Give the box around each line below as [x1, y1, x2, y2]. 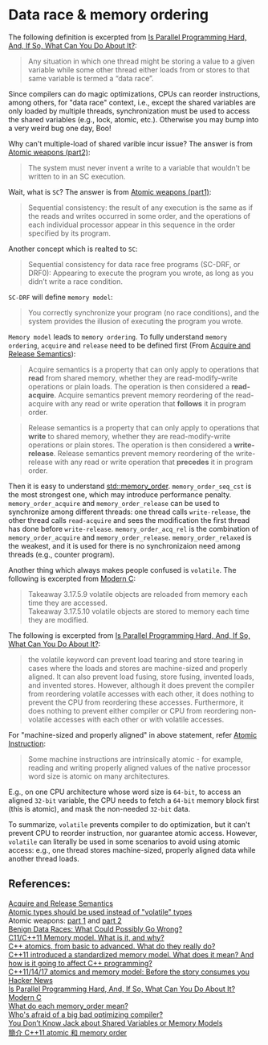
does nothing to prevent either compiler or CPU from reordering [27, 706, 239, 715]
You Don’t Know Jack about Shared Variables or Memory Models [8, 1018, 223, 1027]
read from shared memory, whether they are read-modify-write [27, 372, 238, 383]
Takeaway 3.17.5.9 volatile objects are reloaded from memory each [27, 589, 249, 599]
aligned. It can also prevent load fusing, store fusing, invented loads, [27, 672, 254, 681]
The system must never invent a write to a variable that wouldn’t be [27, 163, 250, 172]
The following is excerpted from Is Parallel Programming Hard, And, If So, [8, 630, 250, 640]
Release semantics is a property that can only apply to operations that [27, 422, 260, 432]
